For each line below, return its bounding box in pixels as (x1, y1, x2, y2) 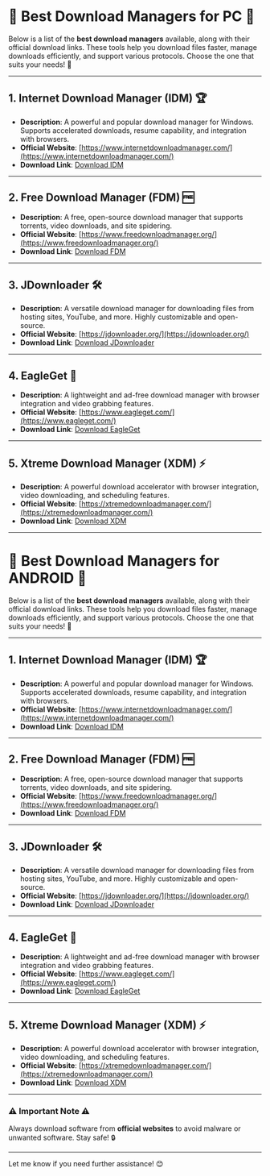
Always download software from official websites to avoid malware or (8, 1124, 241, 1133)
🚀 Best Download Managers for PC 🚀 (8, 7, 256, 26)
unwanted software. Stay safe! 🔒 (8, 1132, 117, 1143)
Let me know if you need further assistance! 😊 (8, 1159, 164, 1169)
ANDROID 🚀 (8, 569, 87, 588)
